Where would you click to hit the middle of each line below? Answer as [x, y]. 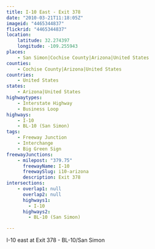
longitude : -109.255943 [48, 47]
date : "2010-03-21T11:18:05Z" [45, 18]
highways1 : [36, 200]
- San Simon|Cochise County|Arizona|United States [83, 58]
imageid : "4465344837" [35, 23]
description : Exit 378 [51, 178]
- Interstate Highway [45, 103]
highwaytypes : [25, 98]
